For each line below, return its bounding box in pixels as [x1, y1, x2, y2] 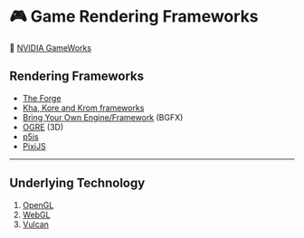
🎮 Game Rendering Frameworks [9, 6, 260, 27]
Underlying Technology [9, 176, 146, 191]
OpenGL [22, 199, 54, 210]
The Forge [22, 92, 62, 103]
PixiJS [22, 140, 47, 151]
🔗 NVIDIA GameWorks [9, 42, 92, 53]
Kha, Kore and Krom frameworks [22, 102, 145, 113]
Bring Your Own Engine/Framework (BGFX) [22, 111, 184, 122]
